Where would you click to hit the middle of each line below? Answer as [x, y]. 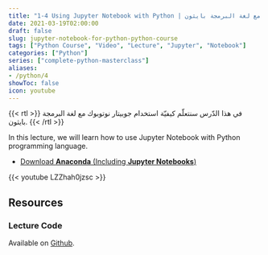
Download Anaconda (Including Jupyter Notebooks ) [108, 162]
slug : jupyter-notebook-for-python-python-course [93, 38]
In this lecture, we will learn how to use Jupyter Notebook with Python [124, 138]
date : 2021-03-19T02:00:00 [54, 23]
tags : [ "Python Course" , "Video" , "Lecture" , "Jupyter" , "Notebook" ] [128, 46]
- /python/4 [28, 76]
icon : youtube [32, 90]
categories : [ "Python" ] [48, 53]
